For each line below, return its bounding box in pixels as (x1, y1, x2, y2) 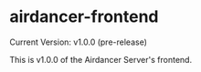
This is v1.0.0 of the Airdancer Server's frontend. (9, 54, 193, 65)
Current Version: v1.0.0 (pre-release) (9, 36, 148, 47)
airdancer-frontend (9, 6, 159, 27)
